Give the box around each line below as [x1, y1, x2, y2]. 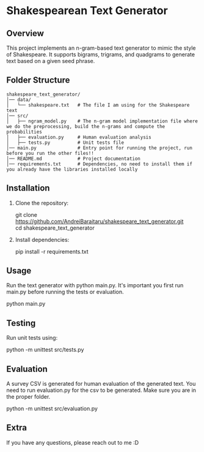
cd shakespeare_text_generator [15, 224, 95, 232]
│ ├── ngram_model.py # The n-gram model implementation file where [6, 118, 199, 124]
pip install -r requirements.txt [15, 247, 89, 255]
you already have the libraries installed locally [6, 166, 138, 172]
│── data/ [6, 96, 32, 103]
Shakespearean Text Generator [6, 4, 168, 18]
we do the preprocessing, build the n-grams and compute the [6, 123, 166, 129]
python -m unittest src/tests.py [6, 346, 84, 353]
